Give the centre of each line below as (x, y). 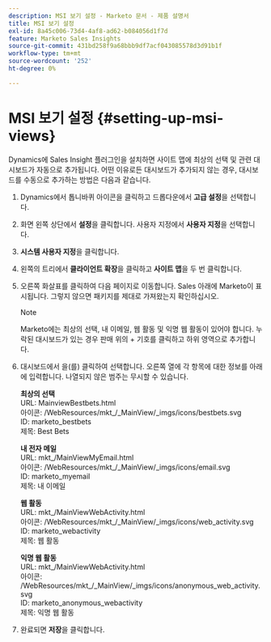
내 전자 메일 (38, 448)
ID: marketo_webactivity (60, 530)
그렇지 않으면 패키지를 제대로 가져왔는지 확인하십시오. (135, 295)
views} (32, 136)
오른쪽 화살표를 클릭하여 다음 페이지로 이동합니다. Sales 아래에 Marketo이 (137, 286)
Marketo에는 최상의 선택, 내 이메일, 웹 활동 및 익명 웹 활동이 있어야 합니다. (137, 329)
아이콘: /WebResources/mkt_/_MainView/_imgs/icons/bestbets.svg (131, 412)
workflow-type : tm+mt (45, 53)
